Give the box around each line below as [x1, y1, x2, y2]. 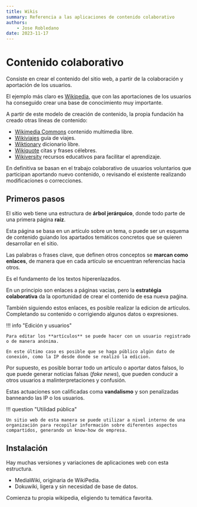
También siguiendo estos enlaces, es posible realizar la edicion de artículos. [6, 304, 191, 311]
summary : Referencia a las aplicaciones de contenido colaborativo [6, 14, 175, 20]
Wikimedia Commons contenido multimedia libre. [14, 128, 134, 135]
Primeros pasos [6, 194, 65, 204]
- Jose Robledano [16, 25, 59, 31]
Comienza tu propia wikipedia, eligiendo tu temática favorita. [6, 494, 153, 501]
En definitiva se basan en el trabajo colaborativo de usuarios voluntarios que [6, 165, 192, 172]
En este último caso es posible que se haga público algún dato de [6, 348, 175, 355]
